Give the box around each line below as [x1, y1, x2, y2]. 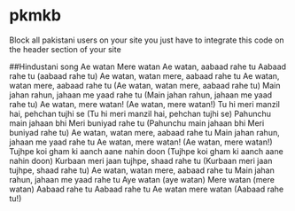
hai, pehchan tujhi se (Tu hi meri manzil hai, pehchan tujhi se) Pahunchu [9, 108, 272, 119]
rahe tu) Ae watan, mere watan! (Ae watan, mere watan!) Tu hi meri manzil [9, 98, 281, 109]
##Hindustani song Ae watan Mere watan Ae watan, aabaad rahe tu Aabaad [9, 61, 286, 72]
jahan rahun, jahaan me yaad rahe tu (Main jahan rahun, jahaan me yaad [9, 90, 273, 100]
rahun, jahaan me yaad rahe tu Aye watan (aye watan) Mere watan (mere [9, 174, 275, 184]
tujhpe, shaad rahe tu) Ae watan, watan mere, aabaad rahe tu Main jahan [9, 165, 275, 176]
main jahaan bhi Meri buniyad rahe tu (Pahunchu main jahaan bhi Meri [9, 117, 265, 129]
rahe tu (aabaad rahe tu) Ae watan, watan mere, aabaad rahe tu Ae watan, [9, 70, 280, 81]
